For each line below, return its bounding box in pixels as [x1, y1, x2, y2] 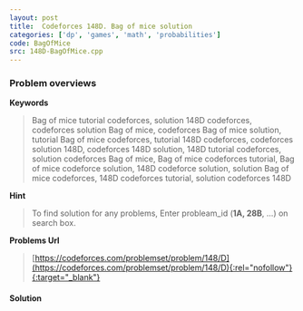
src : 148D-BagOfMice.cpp [9, 47, 103, 56]
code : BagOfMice [9, 38, 71, 48]
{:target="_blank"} [31, 272, 101, 283]
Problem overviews [9, 77, 97, 90]
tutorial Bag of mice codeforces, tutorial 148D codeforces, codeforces [31, 134, 293, 145]
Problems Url [9, 235, 60, 246]
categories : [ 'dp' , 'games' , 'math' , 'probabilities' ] [9, 30, 221, 39]
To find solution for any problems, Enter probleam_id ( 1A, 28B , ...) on [31, 208, 288, 219]
